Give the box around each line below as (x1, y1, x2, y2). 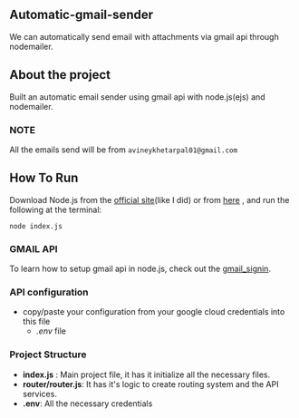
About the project (9, 67, 111, 83)
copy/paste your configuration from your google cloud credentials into (22, 306, 285, 317)
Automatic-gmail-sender (9, 7, 154, 23)
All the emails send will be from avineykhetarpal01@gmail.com (9, 144, 238, 155)
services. (22, 388, 57, 399)
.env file (35, 326, 66, 336)
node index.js (9, 221, 63, 230)
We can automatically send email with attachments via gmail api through (9, 31, 279, 42)
